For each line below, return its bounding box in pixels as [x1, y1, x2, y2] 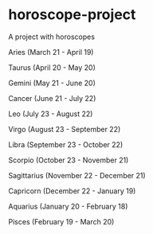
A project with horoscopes [8, 32, 96, 41]
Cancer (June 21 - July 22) [8, 93, 96, 103]
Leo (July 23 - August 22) [8, 109, 93, 119]
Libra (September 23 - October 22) [8, 139, 124, 149]
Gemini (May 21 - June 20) [8, 78, 96, 88]
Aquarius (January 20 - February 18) [8, 201, 128, 211]
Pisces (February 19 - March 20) [8, 216, 115, 226]
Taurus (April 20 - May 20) [8, 62, 96, 72]
